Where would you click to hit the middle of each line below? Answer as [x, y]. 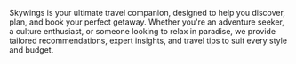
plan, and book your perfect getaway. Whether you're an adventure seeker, [147, 22]
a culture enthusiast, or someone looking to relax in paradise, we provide [143, 31]
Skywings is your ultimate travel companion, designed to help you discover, [148, 13]
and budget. [32, 50]
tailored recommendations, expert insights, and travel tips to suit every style [148, 40]
